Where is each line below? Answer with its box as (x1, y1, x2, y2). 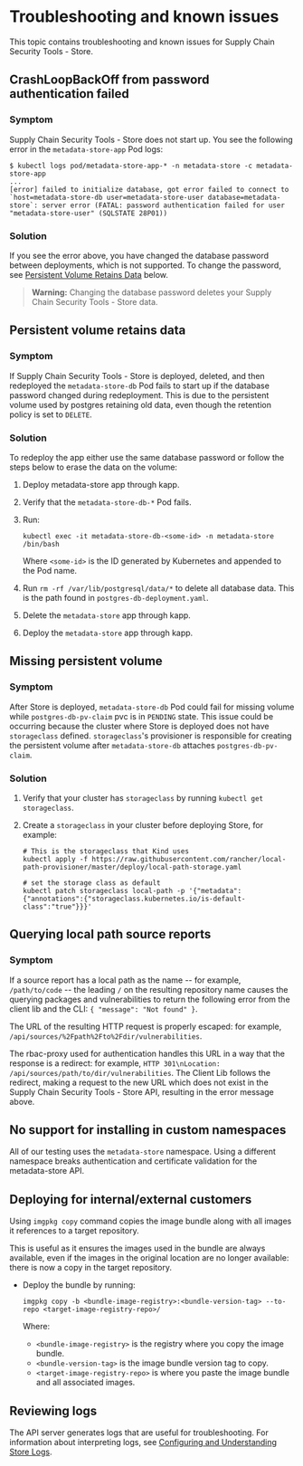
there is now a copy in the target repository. (9, 1262, 172, 1273)
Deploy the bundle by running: (22, 1280, 136, 1290)
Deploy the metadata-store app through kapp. (22, 627, 194, 638)
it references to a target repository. (9, 1225, 139, 1236)
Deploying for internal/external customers (9, 1192, 252, 1207)
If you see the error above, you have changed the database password (9, 250, 270, 261)
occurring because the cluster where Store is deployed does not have (9, 720, 270, 731)
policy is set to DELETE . (9, 409, 92, 420)
